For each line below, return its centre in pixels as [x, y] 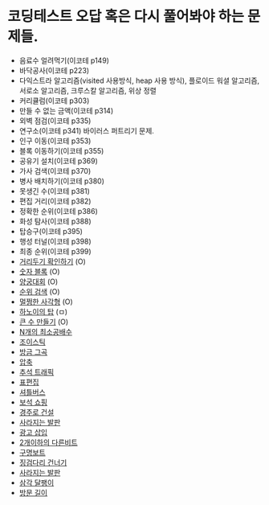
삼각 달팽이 [37, 482]
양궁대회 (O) [39, 281]
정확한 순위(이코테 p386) [58, 211]
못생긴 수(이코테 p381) [54, 191]
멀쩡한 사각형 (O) [46, 302]
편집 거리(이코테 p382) [55, 201]
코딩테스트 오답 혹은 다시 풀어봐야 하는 [126, 16]
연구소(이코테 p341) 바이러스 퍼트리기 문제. [86, 130]
